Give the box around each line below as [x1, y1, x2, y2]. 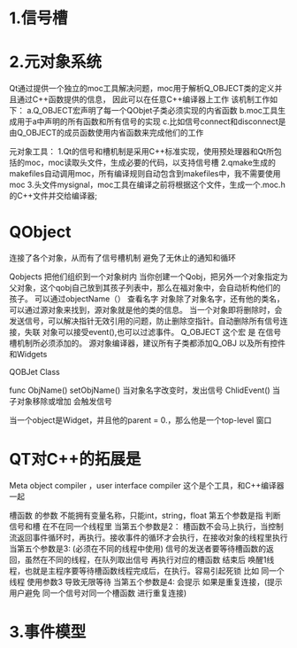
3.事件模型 [9, 622, 87, 643]
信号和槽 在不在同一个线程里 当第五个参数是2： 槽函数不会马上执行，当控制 [9, 521, 285, 532]
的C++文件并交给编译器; [9, 191, 97, 201]
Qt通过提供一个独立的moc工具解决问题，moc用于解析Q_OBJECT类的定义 [9, 83, 276, 94]
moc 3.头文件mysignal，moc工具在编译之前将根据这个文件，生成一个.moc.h [9, 179, 286, 191]
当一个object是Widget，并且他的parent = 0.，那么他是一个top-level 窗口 [9, 415, 272, 425]
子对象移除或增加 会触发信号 [9, 396, 112, 407]
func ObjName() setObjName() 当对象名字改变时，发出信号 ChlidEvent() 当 [9, 385, 281, 395]
